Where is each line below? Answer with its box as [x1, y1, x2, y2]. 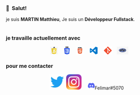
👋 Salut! [6, 5, 27, 12]
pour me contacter [6, 62, 53, 69]
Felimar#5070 [94, 85, 124, 91]
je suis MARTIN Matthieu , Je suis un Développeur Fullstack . [6, 16, 135, 23]
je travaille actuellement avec [6, 34, 81, 42]
